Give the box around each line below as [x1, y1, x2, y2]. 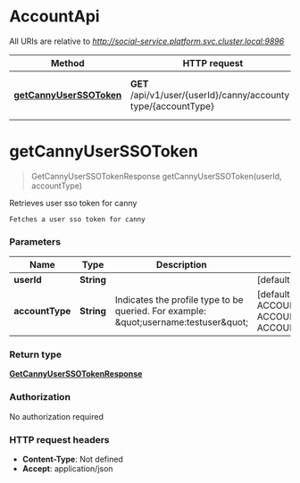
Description [155, 259, 207, 271]
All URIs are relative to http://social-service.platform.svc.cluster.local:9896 [9, 36, 285, 46]
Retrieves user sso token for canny [9, 197, 137, 208]
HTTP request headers [9, 433, 110, 446]
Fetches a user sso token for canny [9, 214, 146, 224]
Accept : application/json [21, 463, 113, 474]
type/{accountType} [130, 100, 214, 112]
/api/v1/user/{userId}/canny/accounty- [130, 88, 296, 101]
